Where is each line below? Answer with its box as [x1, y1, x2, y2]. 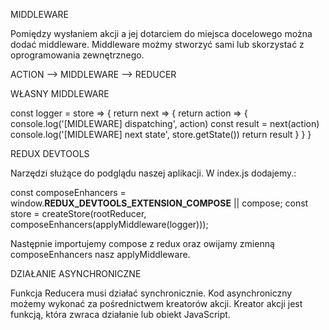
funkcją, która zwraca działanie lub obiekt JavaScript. [10, 309, 231, 320]
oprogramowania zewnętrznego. [10, 49, 145, 61]
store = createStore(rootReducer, [10, 208, 147, 219]
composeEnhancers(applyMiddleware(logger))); [10, 219, 209, 230]
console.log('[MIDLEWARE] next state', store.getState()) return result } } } [10, 129, 312, 140]
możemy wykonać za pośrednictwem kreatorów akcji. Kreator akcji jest [10, 298, 303, 309]
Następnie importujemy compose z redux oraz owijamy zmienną [10, 238, 275, 249]
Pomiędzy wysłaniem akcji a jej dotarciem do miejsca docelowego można [10, 28, 313, 39]
